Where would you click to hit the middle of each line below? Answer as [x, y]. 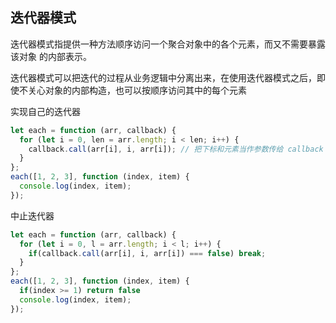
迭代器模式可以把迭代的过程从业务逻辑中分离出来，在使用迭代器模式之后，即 [168, 77]
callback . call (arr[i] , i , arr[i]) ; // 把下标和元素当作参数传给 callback [176, 149]
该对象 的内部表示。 [51, 56]
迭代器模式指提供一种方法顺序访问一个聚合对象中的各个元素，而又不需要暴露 [168, 44]
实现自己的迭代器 [45, 111]
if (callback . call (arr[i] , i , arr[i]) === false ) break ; [147, 253]
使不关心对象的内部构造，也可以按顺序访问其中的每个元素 [128, 90]
